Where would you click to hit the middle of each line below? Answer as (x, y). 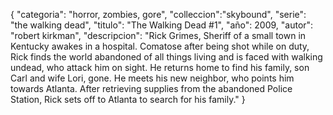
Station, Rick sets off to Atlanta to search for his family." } (128, 99)
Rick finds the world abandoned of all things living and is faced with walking (166, 57)
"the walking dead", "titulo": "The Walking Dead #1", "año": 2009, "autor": (162, 25)
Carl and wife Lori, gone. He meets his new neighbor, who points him (152, 78)
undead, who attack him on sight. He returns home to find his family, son (160, 67)
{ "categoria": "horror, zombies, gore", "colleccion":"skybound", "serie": (158, 14)
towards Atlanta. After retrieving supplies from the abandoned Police (151, 88)
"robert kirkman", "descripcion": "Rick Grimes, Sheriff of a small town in (158, 35)
